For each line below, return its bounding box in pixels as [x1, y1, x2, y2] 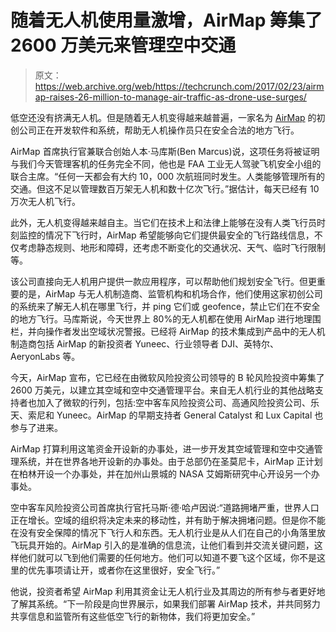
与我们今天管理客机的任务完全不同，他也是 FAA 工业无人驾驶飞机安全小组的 [10, 157, 322, 170]
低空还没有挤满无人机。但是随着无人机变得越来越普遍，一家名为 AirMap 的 [10, 111, 317, 123]
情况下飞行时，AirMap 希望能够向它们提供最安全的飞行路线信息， [44, 229, 315, 241]
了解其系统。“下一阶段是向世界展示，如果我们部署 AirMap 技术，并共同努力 [10, 597, 321, 610]
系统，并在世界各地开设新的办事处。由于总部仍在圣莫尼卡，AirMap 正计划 [18, 455, 323, 467]
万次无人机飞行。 [10, 195, 81, 207]
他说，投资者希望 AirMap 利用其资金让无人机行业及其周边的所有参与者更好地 [10, 585, 326, 597]
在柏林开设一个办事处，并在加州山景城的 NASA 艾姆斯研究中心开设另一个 [10, 467, 312, 480]
